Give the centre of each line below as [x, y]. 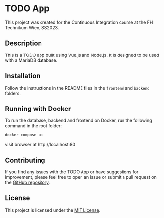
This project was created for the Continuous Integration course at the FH [79, 22]
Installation [23, 76]
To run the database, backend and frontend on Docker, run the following [79, 121]
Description [23, 43]
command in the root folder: [34, 126]
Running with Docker [38, 109]
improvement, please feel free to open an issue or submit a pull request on [81, 177]
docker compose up [24, 135]
